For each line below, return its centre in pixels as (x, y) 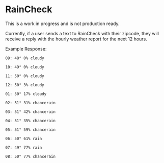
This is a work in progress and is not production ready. (62, 24)
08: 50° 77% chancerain (31, 156)
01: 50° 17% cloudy (26, 94)
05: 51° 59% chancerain (31, 130)
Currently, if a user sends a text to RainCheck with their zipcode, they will (82, 33)
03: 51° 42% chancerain (31, 112)
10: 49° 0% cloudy (25, 67)
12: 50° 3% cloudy (25, 85)
